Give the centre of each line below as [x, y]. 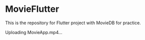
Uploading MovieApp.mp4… [34, 32]
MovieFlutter [32, 9]
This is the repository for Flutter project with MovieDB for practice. [73, 23]
